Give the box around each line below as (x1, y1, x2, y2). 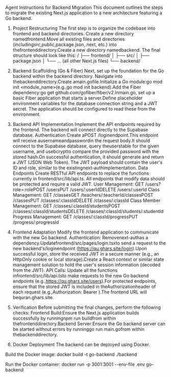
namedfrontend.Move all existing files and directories (12, 36, 125, 42)
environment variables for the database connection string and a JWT (12, 100, 158, 107)
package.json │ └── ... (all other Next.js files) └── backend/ (12, 58, 140, 64)
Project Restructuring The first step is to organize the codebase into (12, 25, 156, 31)
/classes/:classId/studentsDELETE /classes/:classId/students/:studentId (12, 208, 164, 214)
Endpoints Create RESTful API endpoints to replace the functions (12, 170, 149, 176)
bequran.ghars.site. (12, 295, 54, 300)
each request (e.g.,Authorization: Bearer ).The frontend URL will (12, 289, 147, 295)
